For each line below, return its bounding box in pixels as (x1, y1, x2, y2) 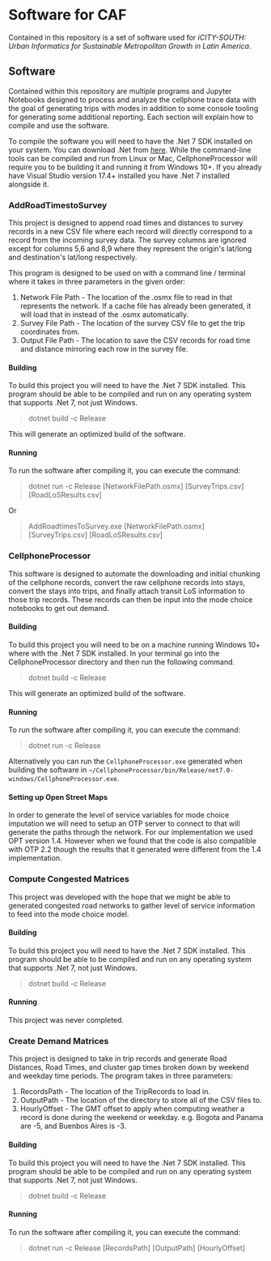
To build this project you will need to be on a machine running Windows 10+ (8, 639, 260, 649)
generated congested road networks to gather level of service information (8, 900, 256, 910)
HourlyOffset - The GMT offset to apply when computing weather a (19, 1104, 245, 1114)
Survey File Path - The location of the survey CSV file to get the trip (19, 318, 245, 328)
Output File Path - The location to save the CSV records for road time (19, 336, 251, 345)
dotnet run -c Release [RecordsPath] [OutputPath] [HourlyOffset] (28, 1242, 245, 1253)
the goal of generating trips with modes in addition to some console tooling (8, 103, 259, 113)
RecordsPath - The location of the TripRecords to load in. (19, 1087, 211, 1096)
